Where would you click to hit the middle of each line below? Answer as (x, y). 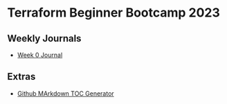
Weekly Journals (44, 38)
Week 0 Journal (40, 55)
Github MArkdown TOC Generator (65, 93)
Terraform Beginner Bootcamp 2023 (113, 13)
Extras (21, 77)
